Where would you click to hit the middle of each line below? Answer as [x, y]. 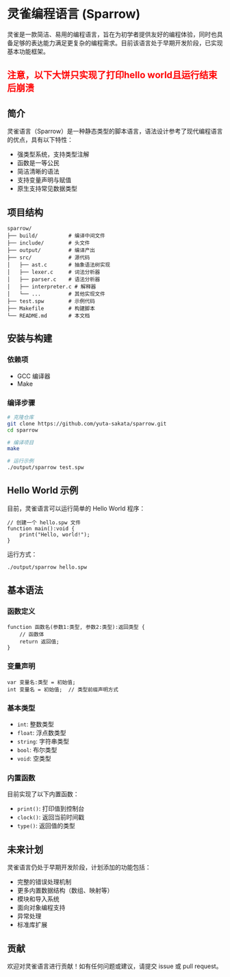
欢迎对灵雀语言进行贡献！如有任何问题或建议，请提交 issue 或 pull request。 [115, 966]
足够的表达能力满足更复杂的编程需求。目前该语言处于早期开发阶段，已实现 [118, 42]
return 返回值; [39, 642]
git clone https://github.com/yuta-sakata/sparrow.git [87, 423]
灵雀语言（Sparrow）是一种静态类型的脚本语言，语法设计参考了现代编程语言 [115, 132]
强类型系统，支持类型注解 [53, 154]
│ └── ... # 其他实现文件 [56, 294]
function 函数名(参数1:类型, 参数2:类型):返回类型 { [76, 628]
